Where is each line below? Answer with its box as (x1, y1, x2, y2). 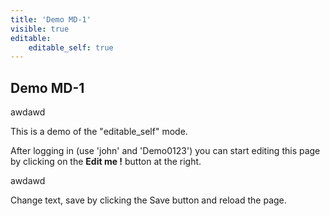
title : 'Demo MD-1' (10, 14, 92, 25)
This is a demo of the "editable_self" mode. (10, 126, 188, 138)
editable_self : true (28, 42, 114, 53)
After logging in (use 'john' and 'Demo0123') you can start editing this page (10, 145, 321, 157)
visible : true (10, 24, 70, 34)
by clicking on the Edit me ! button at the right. (10, 156, 202, 168)
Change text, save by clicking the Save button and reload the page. (10, 194, 287, 206)
